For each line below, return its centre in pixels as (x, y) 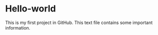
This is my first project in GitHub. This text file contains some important (79, 22)
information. (18, 27)
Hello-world (31, 9)
